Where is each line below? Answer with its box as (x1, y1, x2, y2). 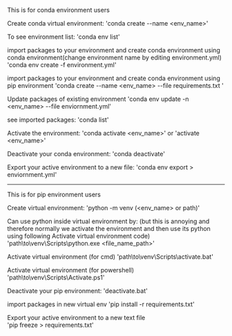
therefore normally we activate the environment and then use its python (7, 225, 211, 232)
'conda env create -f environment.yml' (7, 61, 117, 68)
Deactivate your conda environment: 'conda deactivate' (7, 150, 166, 158)
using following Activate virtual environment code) (7, 232, 151, 240)
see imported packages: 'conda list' (7, 115, 109, 124)
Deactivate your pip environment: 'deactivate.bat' (7, 287, 148, 295)
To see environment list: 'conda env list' (7, 32, 121, 41)
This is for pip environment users (7, 190, 101, 198)
